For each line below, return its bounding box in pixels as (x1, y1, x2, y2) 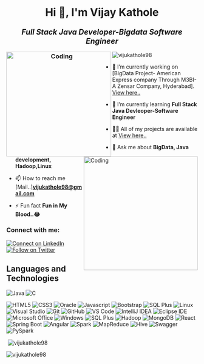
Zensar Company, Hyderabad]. (117, 83, 195, 90)
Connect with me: (6, 226, 60, 234)
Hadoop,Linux (15, 163, 52, 170)
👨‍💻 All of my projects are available (112, 126, 198, 133)
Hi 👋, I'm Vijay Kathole (45, 5, 159, 19)
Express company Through (112, 76, 180, 84)
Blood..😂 (15, 211, 41, 218)
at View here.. (112, 132, 147, 139)
